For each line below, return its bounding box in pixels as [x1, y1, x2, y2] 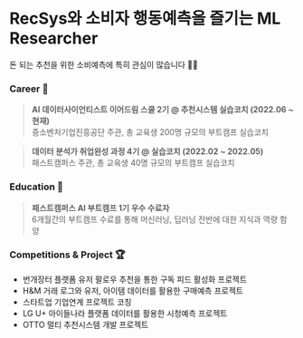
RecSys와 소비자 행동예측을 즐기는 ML [9, 8, 281, 29]
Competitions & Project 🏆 [9, 248, 126, 261]
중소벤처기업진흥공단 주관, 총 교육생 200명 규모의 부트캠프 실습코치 [31, 127, 270, 138]
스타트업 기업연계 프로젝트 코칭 [22, 296, 132, 307]
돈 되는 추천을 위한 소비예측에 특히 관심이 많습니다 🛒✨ [9, 59, 199, 70]
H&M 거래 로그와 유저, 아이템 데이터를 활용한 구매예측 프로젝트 [22, 285, 244, 295]
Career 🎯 [9, 82, 49, 95]
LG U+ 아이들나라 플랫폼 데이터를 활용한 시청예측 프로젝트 [22, 307, 228, 318]
